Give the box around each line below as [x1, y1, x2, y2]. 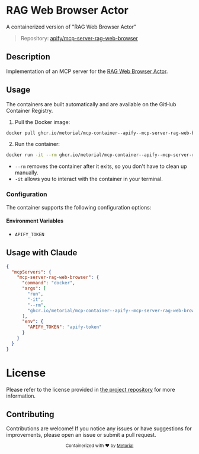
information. [6, 392, 36, 399]
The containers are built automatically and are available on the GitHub [6, 100, 176, 107]
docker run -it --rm [6, 152, 57, 158]
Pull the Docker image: [14, 118, 70, 125]
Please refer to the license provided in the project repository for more [6, 386, 175, 393]
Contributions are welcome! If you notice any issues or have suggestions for [6, 425, 192, 432]
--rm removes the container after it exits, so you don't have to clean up [14, 163, 188, 170]
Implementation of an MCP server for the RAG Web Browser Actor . [6, 68, 168, 75]
